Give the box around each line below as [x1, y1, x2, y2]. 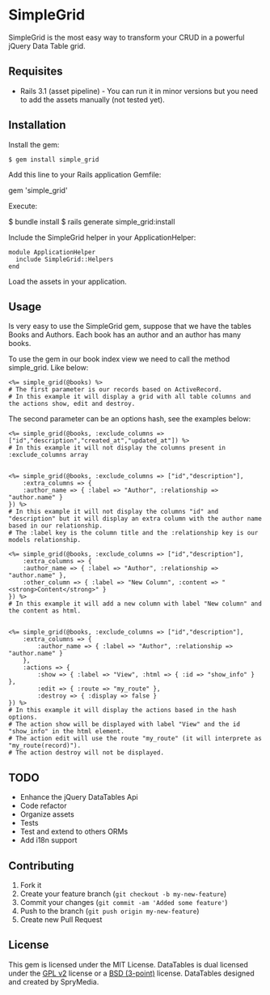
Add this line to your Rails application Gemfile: [8, 169, 162, 179]
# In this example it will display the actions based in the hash [8, 707, 237, 715]
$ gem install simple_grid [8, 156, 99, 164]
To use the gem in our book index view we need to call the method [8, 354, 230, 364]
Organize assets [19, 809, 74, 819]
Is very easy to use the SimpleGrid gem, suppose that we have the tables [8, 322, 252, 331]
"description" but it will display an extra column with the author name [8, 515, 263, 523]
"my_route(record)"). [8, 741, 82, 750]
